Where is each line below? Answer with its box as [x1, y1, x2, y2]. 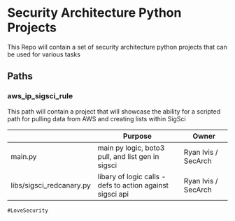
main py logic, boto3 [97, 143, 165, 153]
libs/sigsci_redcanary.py [10, 180, 91, 190]
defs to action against [97, 180, 169, 190]
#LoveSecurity [7, 207, 49, 214]
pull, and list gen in [97, 151, 159, 161]
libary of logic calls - [97, 172, 166, 181]
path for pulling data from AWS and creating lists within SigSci [7, 114, 187, 123]
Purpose [122, 131, 152, 141]
